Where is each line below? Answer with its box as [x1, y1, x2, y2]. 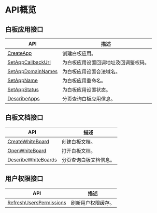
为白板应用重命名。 [62, 77, 106, 84]
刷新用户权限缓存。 [71, 199, 115, 206]
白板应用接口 [5, 25, 43, 33]
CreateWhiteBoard [7, 138, 49, 145]
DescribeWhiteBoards [7, 156, 57, 163]
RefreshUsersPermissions [7, 199, 67, 206]
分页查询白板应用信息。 [62, 95, 116, 102]
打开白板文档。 [61, 147, 96, 154]
